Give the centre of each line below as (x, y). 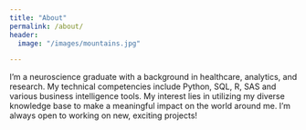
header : (24, 35)
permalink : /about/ (47, 26)
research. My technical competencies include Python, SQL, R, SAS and (143, 86)
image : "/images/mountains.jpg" (79, 43)
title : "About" (38, 18)
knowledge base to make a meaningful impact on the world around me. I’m (150, 106)
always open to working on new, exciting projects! (104, 115)
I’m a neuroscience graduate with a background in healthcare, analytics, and (153, 77)
